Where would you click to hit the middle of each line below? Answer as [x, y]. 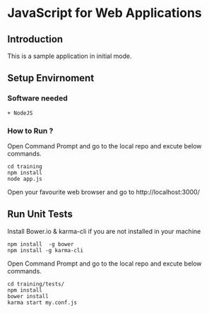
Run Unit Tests [40, 214]
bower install [28, 296]
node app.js [25, 179]
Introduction [35, 39]
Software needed [38, 98]
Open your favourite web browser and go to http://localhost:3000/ [103, 191]
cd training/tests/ [36, 284]
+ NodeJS [20, 113]
